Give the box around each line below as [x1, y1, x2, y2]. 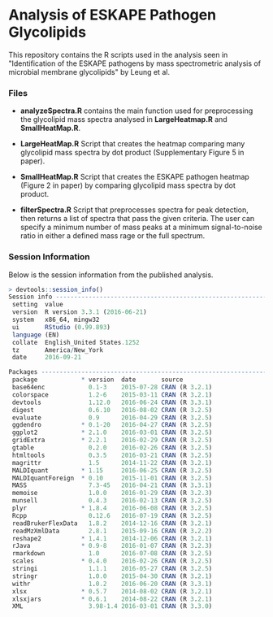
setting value [11, 301, 63, 309]
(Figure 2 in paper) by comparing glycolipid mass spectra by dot [19, 180, 236, 190]
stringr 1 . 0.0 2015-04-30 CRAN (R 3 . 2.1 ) [11, 571, 213, 580]
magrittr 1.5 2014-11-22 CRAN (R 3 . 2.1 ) [11, 458, 213, 467]
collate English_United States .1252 [11, 338, 140, 346]
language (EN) [11, 331, 60, 339]
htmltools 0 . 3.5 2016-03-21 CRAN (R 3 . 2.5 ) [11, 451, 213, 459]
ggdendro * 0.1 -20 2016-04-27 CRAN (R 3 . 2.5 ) [11, 421, 213, 429]
